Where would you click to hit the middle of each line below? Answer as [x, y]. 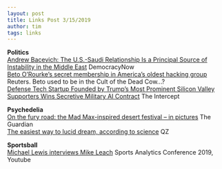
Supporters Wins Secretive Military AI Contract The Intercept [93, 97]
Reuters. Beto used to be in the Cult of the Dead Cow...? [86, 82]
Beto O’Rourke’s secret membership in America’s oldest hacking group [107, 74]
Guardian [20, 124]
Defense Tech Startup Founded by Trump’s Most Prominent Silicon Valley [111, 89]
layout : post [26, 13]
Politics [18, 52]
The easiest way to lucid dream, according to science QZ [88, 132]
